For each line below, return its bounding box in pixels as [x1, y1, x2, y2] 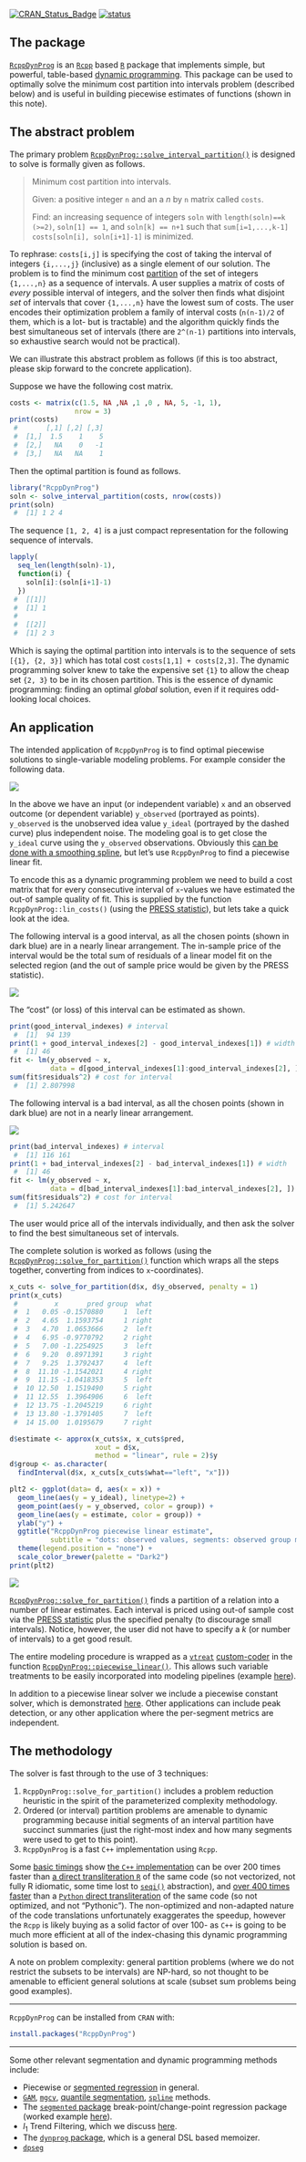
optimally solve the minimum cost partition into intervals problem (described [9, 78, 295, 89]
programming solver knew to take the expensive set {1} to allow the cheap [9, 665, 290, 675]
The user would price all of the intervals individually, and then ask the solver [9, 1217, 295, 1228]
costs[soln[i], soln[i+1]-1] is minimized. [31, 231, 194, 242]
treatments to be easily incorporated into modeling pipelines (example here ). [9, 1670, 297, 1681]
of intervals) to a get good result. [9, 1633, 133, 1644]
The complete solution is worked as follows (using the [9, 1245, 212, 1256]
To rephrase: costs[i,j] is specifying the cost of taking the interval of [9, 248, 272, 259]
